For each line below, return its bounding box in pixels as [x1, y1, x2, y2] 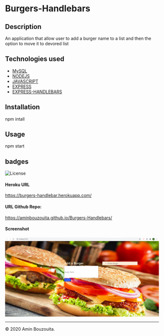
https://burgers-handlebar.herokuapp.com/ [5, 192, 92, 199]
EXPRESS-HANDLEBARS [12, 89, 62, 95]
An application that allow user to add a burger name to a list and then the [5, 35, 151, 41]
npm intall [5, 116, 25, 122]
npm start [5, 143, 25, 149]
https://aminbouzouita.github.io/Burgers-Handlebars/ [5, 214, 112, 221]
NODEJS [12, 73, 30, 79]
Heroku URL [5, 181, 30, 187]
